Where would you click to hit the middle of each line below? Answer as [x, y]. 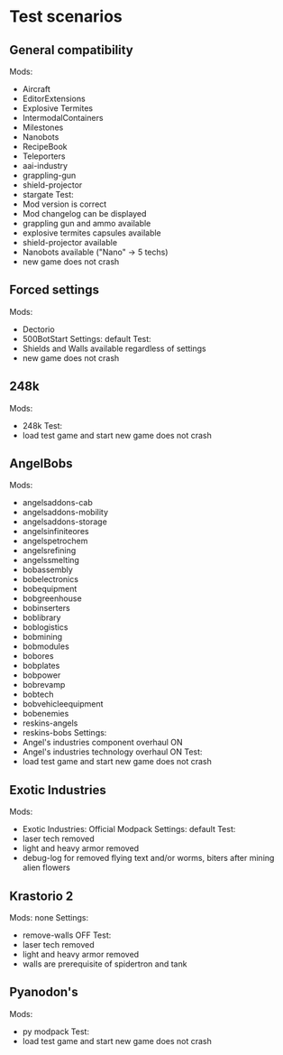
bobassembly [48, 569]
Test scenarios [66, 17]
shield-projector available [70, 242]
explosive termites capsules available [92, 233]
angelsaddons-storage [65, 522]
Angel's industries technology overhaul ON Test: [112, 752]
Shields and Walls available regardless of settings [114, 348]
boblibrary [41, 618]
